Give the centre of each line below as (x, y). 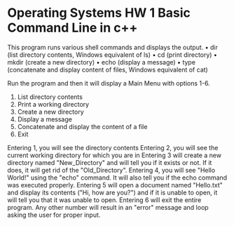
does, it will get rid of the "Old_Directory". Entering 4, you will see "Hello (111, 170)
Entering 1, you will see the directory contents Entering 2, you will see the (113, 147)
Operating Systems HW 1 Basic (99, 13)
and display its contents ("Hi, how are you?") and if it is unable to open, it (112, 192)
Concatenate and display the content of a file (82, 126)
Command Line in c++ (73, 28)
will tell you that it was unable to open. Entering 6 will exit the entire (104, 200)
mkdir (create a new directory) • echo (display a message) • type (102, 62)
